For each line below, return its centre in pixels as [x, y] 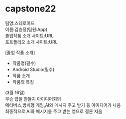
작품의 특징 [23, 82]
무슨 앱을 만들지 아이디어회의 [33, 98]
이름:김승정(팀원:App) [26, 29]
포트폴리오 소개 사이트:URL [32, 42]
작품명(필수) [24, 63]
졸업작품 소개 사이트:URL [29, 35]
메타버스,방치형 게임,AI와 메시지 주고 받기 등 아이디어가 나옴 [63, 105]
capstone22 [31, 9]
